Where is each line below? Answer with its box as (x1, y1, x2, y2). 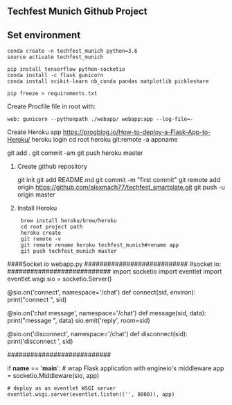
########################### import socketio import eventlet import (7, 267, 222, 276)
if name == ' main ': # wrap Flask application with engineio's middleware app (7, 364, 224, 372)
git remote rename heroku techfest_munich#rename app (20, 242, 179, 249)
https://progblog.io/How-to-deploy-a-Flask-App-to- (62, 128, 211, 136)
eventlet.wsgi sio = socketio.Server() (7, 274, 112, 283)
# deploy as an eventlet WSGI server (7, 385, 116, 392)
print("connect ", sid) (7, 295, 67, 304)
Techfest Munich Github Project (7, 6, 148, 17)
